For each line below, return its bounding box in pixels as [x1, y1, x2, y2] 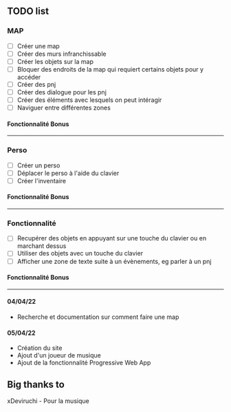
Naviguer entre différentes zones [16, 103, 111, 112]
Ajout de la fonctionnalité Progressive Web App [16, 358, 151, 367]
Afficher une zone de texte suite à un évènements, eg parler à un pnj [16, 257, 212, 265]
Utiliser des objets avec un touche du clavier [16, 249, 143, 258]
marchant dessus [16, 242, 67, 250]
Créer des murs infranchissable [16, 50, 107, 58]
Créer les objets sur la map [16, 57, 94, 65]
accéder [16, 72, 41, 81]
